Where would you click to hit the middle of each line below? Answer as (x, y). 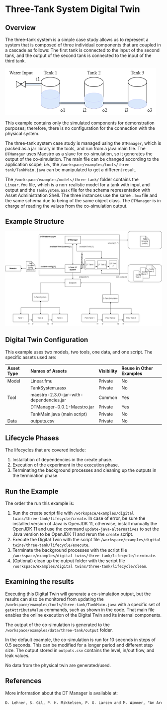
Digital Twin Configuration (47, 340)
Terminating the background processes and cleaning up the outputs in (84, 470)
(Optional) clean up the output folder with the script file (69, 561)
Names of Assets (49, 371)
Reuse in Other (137, 368)
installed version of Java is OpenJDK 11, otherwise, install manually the (85, 523)
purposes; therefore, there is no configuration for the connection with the (80, 128)
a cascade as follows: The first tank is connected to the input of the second (83, 50)
